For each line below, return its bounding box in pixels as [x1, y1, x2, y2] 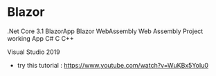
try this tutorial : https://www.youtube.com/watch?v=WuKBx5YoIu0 [17, 61, 209, 69]
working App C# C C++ [7, 34, 74, 42]
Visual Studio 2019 [7, 48, 60, 56]
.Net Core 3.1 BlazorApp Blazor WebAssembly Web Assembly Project [7, 27, 204, 35]
